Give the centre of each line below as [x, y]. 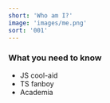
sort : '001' [28, 30]
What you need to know [55, 58]
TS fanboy [37, 83]
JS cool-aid [39, 75]
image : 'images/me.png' [48, 23]
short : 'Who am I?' [41, 15]
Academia [36, 92]
